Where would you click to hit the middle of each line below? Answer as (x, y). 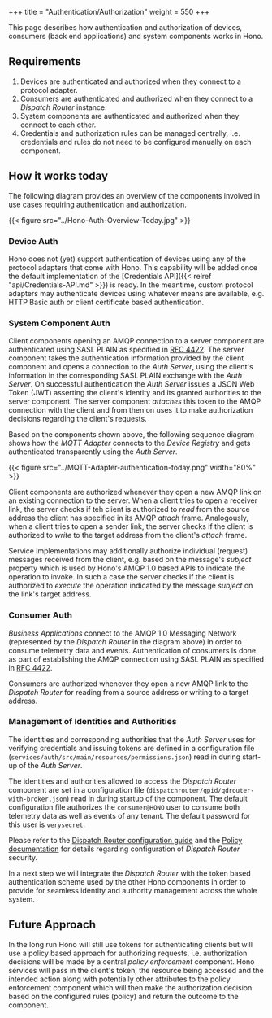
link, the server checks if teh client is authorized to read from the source (129, 509)
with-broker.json (38, 799)
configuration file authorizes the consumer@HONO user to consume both (124, 807)
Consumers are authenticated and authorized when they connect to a (136, 98)
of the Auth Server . (51, 765)
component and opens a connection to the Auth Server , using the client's (131, 367)
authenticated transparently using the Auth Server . (93, 452)
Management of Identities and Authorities (93, 722)
